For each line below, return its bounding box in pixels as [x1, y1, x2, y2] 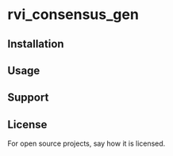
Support [7, 91, 49, 105]
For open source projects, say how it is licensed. [7, 139, 166, 148]
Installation [7, 37, 64, 51]
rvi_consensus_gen [7, 6, 140, 24]
